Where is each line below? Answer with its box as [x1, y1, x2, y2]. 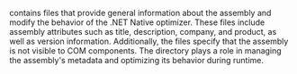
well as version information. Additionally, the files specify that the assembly [9, 36, 289, 46]
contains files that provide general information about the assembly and [9, 8, 272, 18]
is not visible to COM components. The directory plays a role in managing [9, 45, 282, 56]
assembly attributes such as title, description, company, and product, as [9, 27, 277, 37]
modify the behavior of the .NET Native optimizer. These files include [9, 17, 265, 28]
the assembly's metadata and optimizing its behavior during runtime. [9, 55, 264, 65]
